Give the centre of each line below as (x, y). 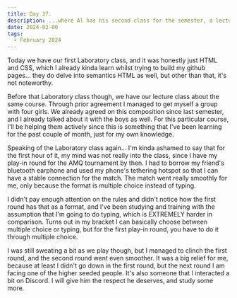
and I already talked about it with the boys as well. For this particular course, (118, 119)
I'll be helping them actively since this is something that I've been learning (115, 127)
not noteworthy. (30, 83)
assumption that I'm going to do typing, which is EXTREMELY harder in (110, 214)
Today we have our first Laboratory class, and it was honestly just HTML (113, 60)
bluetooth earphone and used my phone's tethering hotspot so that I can (113, 171)
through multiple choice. (43, 237)
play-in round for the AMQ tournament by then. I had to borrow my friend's (116, 163)
